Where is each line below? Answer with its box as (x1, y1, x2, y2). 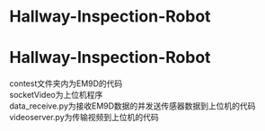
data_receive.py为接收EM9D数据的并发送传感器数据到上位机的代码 (9, 100, 256, 111)
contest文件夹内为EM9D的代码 (9, 78, 123, 89)
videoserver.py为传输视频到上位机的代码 (9, 112, 159, 123)
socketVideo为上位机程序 (9, 90, 103, 100)
